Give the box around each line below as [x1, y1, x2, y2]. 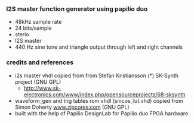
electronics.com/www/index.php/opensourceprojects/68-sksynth [23, 91, 186, 98]
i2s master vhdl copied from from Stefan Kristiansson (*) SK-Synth [14, 72, 179, 79]
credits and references [6, 58, 73, 67]
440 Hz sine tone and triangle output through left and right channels [14, 43, 183, 51]
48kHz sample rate [14, 18, 62, 26]
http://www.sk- [23, 84, 61, 92]
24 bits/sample [14, 24, 52, 31]
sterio [14, 31, 29, 38]
